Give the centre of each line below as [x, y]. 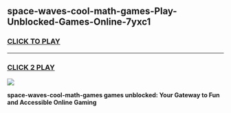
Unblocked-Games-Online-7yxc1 [79, 22]
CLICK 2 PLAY [31, 67]
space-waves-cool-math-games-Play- [92, 11]
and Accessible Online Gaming [52, 102]
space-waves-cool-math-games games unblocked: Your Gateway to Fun [113, 95]
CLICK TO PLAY [34, 42]
